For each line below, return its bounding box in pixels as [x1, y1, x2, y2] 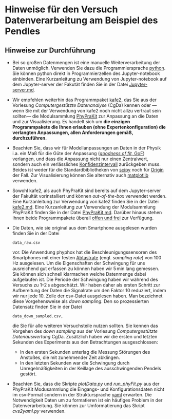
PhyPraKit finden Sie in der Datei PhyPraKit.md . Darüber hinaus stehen [12, 209, 162, 215]
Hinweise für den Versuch [5, 4, 118, 15]
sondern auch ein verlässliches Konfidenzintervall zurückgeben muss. [12, 161, 161, 167]
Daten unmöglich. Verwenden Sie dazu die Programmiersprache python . [12, 65, 166, 71]
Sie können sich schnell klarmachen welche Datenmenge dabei [12, 271, 146, 277]
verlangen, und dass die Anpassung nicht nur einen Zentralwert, [12, 156, 148, 162]
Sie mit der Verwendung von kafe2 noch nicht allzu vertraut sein [25, 108, 161, 113]
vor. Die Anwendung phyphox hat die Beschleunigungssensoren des [12, 249, 157, 255]
